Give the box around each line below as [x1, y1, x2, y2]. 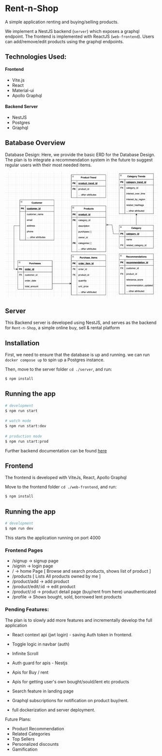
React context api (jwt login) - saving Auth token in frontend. [12, 631, 133, 638]
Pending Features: [5, 606, 49, 613]
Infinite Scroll [12, 650, 39, 656]
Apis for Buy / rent [12, 669, 49, 675]
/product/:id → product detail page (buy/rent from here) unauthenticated [12, 589, 156, 595]
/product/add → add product [12, 579, 69, 584]
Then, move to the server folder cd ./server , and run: [5, 366, 112, 372]
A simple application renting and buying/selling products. [5, 19, 119, 25]
